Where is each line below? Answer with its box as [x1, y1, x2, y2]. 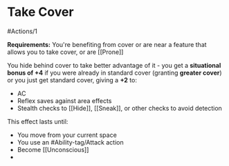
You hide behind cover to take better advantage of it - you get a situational [7, 61, 221, 69]
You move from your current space [17, 131, 118, 139]
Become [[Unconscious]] [17, 145, 89, 154]
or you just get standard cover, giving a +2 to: [7, 75, 137, 84]
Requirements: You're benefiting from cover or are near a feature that [7, 40, 207, 48]
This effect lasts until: [7, 117, 68, 125]
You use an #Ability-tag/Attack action [17, 138, 124, 146]
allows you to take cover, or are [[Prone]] [7, 48, 124, 56]
